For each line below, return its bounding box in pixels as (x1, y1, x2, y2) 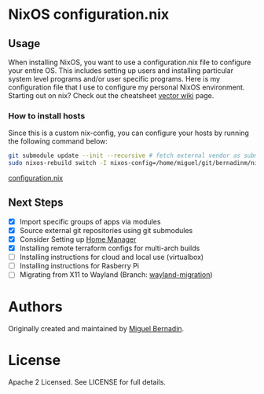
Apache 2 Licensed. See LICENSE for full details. (8, 378, 167, 387)
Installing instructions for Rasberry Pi (19, 261, 140, 271)
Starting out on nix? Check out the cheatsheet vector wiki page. (8, 91, 214, 100)
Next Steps (8, 196, 64, 210)
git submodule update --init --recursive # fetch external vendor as (8, 151, 241, 160)
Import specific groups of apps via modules (19, 217, 161, 226)
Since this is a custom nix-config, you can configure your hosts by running (8, 128, 250, 138)
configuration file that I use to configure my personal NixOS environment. (8, 82, 245, 92)
